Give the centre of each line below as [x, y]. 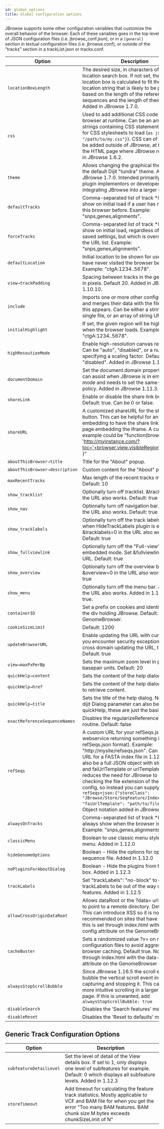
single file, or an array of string [117, 316]
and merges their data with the [117, 303]
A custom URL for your [108, 732]
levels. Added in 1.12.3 [91, 1081]
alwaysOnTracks [25, 823]
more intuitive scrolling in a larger [120, 990]
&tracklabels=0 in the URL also [117, 532]
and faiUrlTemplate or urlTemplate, [122, 769]
